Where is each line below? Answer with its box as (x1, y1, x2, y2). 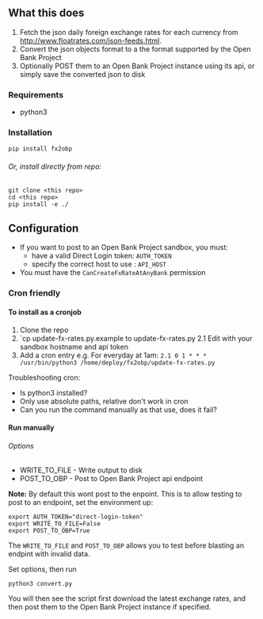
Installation (8, 127, 53, 138)
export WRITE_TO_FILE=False (8, 520, 101, 528)
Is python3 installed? (19, 388, 88, 397)
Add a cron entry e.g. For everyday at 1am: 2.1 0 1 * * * (19, 350, 208, 360)
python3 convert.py (8, 580, 73, 588)
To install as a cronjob (8, 307, 82, 316)
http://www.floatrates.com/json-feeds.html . (19, 36, 162, 45)
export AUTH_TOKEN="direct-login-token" (8, 513, 144, 522)
